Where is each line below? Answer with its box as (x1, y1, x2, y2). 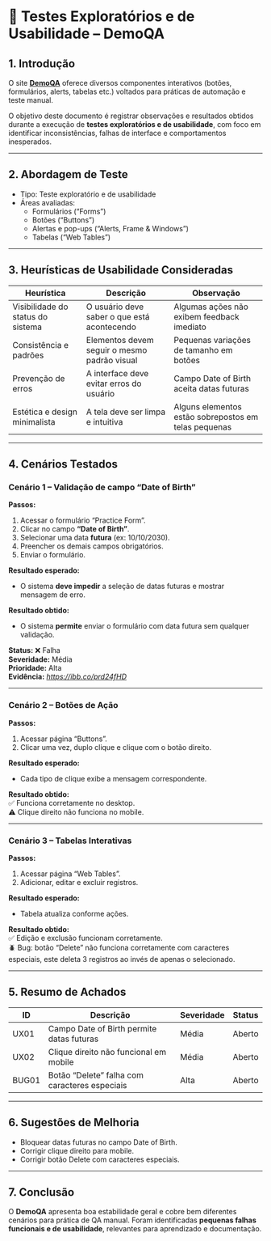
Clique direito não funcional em (48, 1046, 167, 1057)
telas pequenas (173, 421, 232, 432)
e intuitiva (85, 416, 123, 427)
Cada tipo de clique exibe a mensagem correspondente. (19, 773, 207, 783)
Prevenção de (12, 372, 65, 383)
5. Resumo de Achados (8, 985, 127, 999)
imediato (173, 321, 207, 332)
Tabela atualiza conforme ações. (19, 909, 129, 918)
